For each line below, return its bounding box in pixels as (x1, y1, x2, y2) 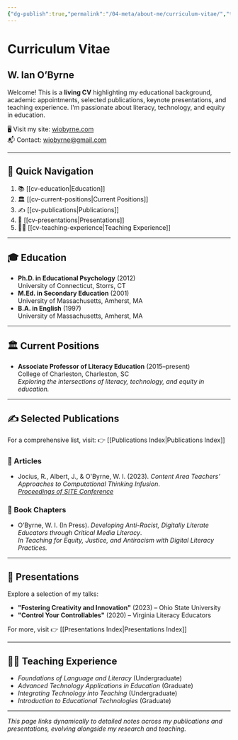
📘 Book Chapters (7, 505, 67, 515)
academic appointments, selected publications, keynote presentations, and (7, 95, 227, 104)
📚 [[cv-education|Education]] (17, 184, 106, 193)
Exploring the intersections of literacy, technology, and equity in (17, 377, 205, 386)
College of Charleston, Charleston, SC (17, 370, 130, 378)
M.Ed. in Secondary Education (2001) (17, 289, 130, 298)
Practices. (17, 543, 47, 552)
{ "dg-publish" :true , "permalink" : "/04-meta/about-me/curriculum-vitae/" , (7, 10, 227, 18)
